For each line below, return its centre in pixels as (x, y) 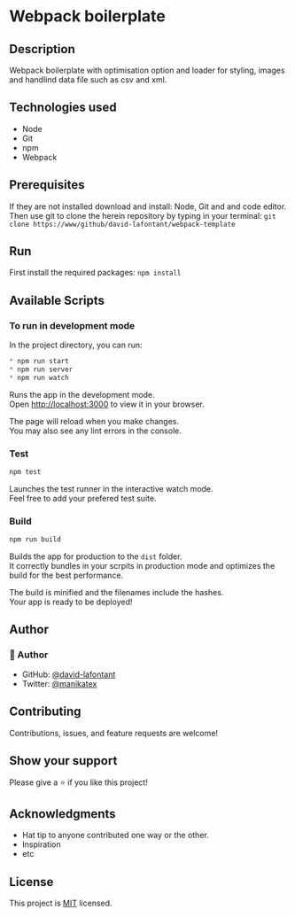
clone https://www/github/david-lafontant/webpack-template (123, 224)
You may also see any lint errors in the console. (95, 431)
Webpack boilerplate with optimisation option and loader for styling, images (147, 70)
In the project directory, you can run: (76, 345)
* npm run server (41, 369)
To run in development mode (72, 325)
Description (42, 49)
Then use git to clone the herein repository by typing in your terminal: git (143, 215)
